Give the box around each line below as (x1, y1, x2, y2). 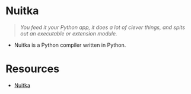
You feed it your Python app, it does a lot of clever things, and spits (20, 24, 185, 31)
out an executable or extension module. (20, 30, 117, 37)
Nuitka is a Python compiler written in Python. (14, 41, 126, 48)
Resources (5, 62, 60, 76)
